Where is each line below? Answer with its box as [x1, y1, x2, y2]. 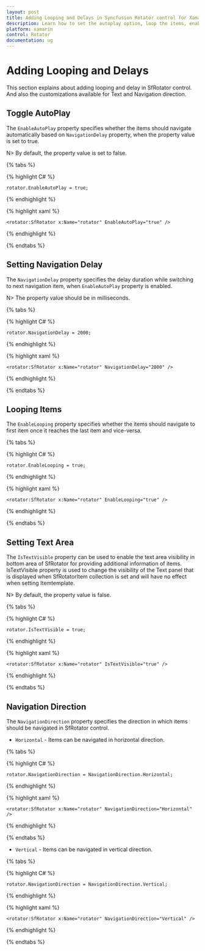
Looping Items [6, 404, 62, 415]
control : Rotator [6, 32, 51, 38]
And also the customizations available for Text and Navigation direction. [6, 90, 187, 98]
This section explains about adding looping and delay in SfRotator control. [6, 84, 192, 91]
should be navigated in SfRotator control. [6, 724, 110, 731]
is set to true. [6, 137, 40, 144]
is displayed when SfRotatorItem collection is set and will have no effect [6, 573, 187, 580]
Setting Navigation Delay [6, 259, 103, 270]
